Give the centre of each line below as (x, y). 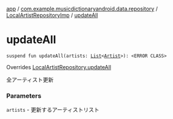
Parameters (24, 95)
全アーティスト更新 (30, 80)
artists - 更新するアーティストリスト (53, 110)
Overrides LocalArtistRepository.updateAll (59, 67)
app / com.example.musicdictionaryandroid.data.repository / (82, 9)
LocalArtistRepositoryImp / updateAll (52, 15)
